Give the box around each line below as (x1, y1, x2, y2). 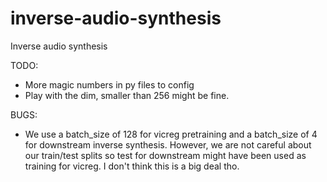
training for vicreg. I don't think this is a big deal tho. (24, 160, 240, 172)
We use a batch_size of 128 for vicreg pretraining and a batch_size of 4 (24, 128, 318, 140)
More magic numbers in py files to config (24, 78, 195, 91)
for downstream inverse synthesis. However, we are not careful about (24, 138, 312, 151)
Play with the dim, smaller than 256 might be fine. (24, 89, 230, 101)
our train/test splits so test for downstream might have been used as (24, 149, 307, 161)
